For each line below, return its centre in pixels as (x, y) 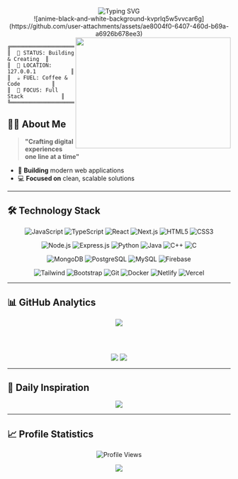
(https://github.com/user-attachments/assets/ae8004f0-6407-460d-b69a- (119, 26)
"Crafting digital (49, 141)
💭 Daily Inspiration (49, 387)
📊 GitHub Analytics (52, 303)
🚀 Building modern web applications (71, 170)
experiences (44, 149)
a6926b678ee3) (119, 34)
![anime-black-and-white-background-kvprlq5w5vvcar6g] (119, 18)
